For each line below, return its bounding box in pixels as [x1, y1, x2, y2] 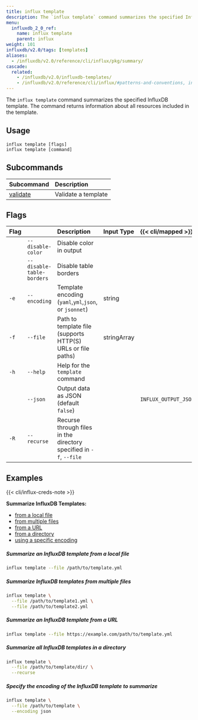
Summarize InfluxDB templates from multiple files [6, 578, 131, 585]
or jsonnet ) [57, 305, 88, 313]
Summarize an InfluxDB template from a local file [6, 550, 130, 557]
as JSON [57, 392, 82, 400]
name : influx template [16, 31, 72, 37]
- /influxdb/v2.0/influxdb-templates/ [16, 74, 112, 80]
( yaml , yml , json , [57, 298, 98, 306]
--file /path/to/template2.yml [11, 603, 88, 610]
